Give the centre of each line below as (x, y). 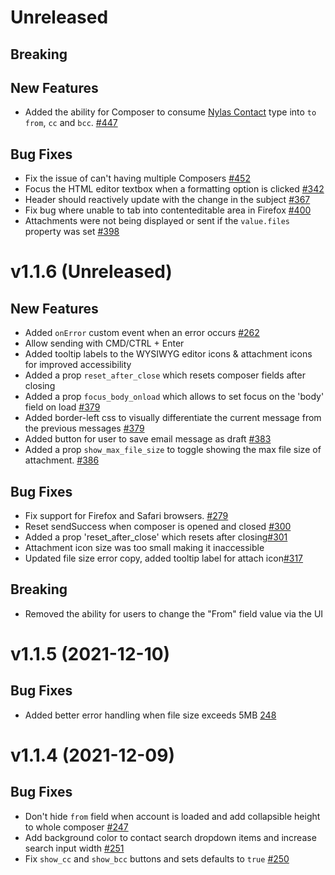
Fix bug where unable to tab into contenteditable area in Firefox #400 (168, 210)
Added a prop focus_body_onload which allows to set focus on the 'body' (174, 397)
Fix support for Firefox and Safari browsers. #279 (126, 516)
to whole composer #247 (76, 827)
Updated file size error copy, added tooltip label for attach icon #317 (164, 558)
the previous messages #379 (84, 428)
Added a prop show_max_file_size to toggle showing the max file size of (173, 450)
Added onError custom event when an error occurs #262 (142, 333)
